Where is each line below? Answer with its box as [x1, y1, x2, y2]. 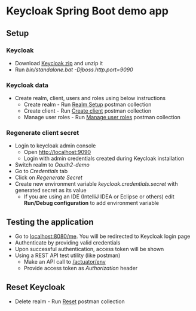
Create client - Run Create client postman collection [23, 107, 152, 114]
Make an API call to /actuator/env [23, 258, 106, 265]
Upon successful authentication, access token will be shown [14, 246, 164, 253]
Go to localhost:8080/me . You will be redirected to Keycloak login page [14, 233, 191, 240]
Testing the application [6, 217, 94, 227]
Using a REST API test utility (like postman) [14, 252, 121, 259]
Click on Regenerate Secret [14, 174, 82, 181]
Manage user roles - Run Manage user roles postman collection [23, 114, 181, 121]
